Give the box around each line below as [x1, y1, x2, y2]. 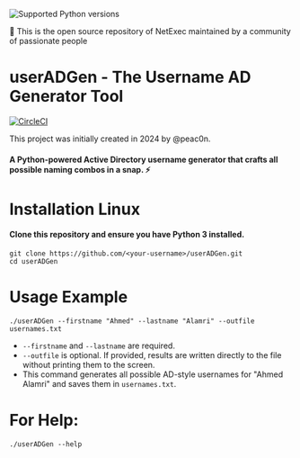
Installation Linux [9, 199, 141, 220]
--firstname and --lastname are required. [22, 340, 175, 351]
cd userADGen [9, 256, 58, 265]
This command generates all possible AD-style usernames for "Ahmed [22, 369, 284, 380]
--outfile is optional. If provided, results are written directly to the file [22, 349, 282, 360]
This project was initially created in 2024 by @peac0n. [9, 133, 211, 144]
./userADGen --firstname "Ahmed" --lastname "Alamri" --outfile [9, 316, 255, 326]
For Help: [9, 410, 79, 431]
